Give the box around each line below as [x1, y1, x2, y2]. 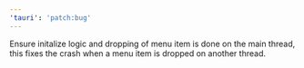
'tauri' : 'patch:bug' [9, 13, 92, 23]
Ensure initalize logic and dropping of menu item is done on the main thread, [9, 38, 296, 49]
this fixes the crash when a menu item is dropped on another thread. [9, 47, 267, 59]
